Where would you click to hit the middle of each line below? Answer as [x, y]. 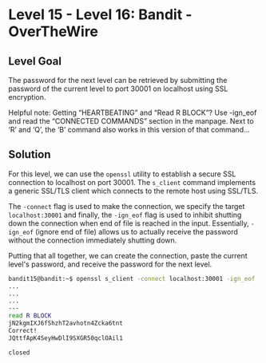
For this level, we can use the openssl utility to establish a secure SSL [122, 174]
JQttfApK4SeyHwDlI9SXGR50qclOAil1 [66, 338]
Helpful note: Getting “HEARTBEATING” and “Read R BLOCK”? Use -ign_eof [133, 112]
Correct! [23, 330]
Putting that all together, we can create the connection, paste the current [128, 255]
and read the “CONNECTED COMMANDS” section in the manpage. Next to [131, 121]
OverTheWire [53, 32]
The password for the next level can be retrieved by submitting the [118, 80]
